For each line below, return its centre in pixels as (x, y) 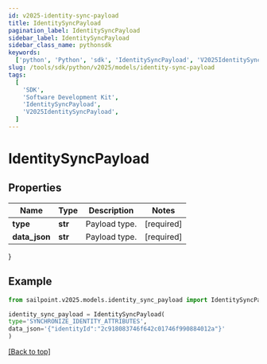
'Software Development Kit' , (71, 97)
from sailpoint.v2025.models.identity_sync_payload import (108, 299)
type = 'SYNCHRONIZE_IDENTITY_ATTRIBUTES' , (78, 322)
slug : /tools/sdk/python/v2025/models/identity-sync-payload (112, 68)
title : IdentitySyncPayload (55, 23)
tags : (17, 75)
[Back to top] (29, 352)
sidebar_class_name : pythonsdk (60, 45)
